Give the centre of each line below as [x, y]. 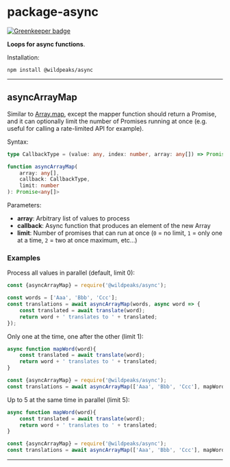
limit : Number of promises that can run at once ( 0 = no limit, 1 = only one [119, 233]
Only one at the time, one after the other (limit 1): [75, 336]
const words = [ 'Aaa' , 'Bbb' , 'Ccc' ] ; [62, 298]
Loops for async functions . [46, 44]
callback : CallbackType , [55, 179]
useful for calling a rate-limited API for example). [75, 128]
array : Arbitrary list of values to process [73, 218]
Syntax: [18, 142]
